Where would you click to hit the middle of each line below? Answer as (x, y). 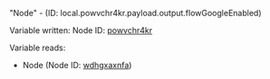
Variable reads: (38, 48)
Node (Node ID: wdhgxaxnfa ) (77, 65)
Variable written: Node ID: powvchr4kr (81, 30)
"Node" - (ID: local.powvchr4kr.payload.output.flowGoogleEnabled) (135, 13)
